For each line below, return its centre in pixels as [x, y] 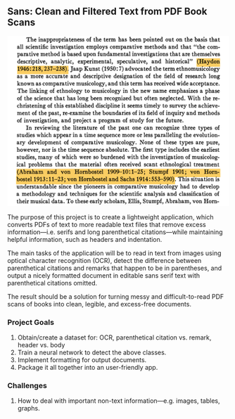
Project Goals [31, 322]
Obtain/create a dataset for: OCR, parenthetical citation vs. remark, [114, 337]
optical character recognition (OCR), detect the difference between [104, 260]
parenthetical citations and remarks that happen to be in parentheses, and [115, 268]
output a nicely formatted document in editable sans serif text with [104, 275]
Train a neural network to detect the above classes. [92, 352]
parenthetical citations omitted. [52, 283]
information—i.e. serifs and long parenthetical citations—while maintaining [115, 232]
